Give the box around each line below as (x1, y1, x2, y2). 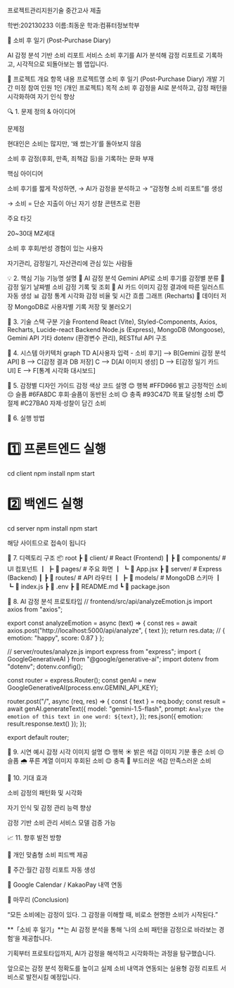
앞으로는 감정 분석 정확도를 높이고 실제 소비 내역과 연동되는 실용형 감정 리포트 (7, 963, 219, 973)
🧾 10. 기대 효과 (7, 773, 48, 782)
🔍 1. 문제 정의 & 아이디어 (7, 108, 76, 115)
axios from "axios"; (7, 604, 63, 614)
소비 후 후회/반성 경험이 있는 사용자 (7, 244, 103, 252)
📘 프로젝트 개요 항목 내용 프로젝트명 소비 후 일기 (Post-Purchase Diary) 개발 (7, 75, 218, 83)
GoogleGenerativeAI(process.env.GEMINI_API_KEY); (7, 683, 159, 692)
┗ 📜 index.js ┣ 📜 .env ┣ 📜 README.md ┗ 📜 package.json (7, 582, 170, 590)
